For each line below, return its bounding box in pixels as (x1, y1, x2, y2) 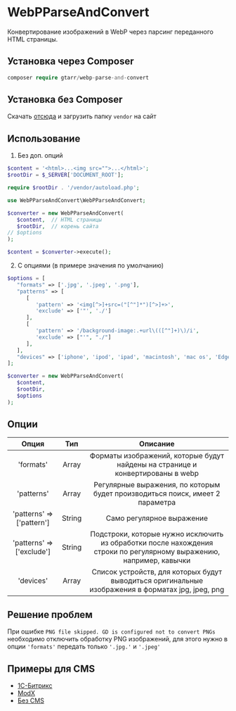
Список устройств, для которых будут (91, 567, 223, 577)
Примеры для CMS (7, 662, 96, 674)
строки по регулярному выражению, (93, 547, 221, 557)
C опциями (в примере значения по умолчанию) (17, 261, 164, 270)
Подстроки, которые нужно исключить (90, 529, 224, 539)
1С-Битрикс (17, 681, 53, 690)
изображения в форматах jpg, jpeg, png (89, 585, 225, 595)
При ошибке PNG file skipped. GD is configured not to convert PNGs (7, 627, 216, 636)
